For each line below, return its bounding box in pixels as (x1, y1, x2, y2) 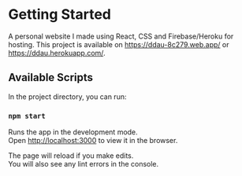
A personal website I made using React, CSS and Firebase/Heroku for (8, 31, 234, 41)
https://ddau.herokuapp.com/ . (8, 48, 106, 57)
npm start (8, 112, 46, 120)
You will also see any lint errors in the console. (8, 159, 159, 169)
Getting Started (8, 5, 112, 24)
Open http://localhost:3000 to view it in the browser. (8, 136, 178, 145)
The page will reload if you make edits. (8, 151, 134, 160)
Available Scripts (8, 71, 93, 84)
